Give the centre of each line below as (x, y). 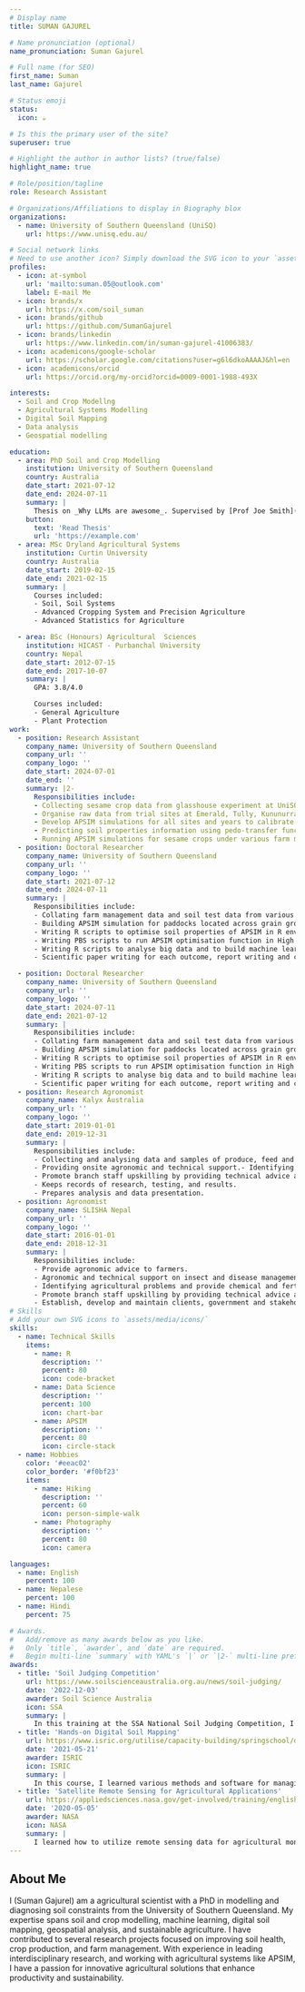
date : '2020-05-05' (63, 1809)
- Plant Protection (70, 721)
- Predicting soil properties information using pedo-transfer (156, 831)
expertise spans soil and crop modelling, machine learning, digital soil (140, 1920)
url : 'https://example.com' (87, 537)
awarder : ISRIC (54, 1758)
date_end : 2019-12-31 (66, 1134)
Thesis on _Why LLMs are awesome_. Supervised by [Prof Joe (149, 511)
